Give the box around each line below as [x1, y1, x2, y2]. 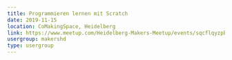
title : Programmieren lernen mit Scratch [7, 10, 128, 17]
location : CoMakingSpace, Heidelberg [7, 23, 116, 30]
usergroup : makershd [7, 36, 67, 43]
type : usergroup [7, 42, 54, 49]
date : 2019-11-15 [7, 17, 57, 23]
